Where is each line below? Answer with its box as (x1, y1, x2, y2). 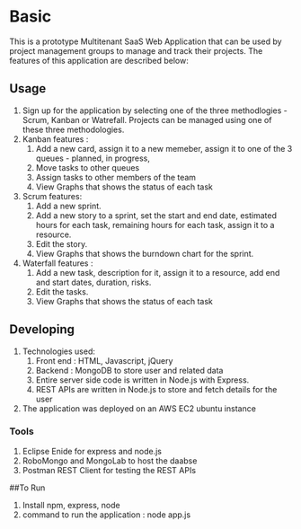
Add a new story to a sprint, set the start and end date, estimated (35, 209, 277, 221)
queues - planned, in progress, (35, 153, 151, 163)
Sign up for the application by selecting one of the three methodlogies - (22, 105, 288, 116)
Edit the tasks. (35, 286, 89, 297)
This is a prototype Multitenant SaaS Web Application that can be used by (9, 36, 282, 47)
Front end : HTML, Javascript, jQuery (35, 355, 173, 366)
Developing (9, 322, 75, 338)
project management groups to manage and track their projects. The (9, 45, 263, 56)
